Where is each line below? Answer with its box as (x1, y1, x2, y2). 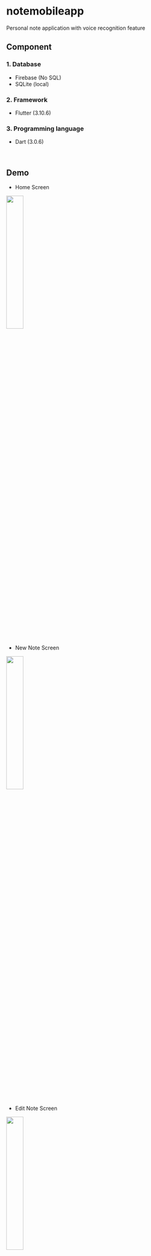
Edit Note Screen (14, 1105, 57, 1112)
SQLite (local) (14, 80, 50, 87)
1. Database (6, 60, 41, 69)
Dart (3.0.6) (14, 138, 44, 146)
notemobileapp (6, 4, 85, 18)
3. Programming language (6, 124, 85, 133)
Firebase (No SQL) (14, 74, 62, 81)
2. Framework (6, 95, 48, 104)
